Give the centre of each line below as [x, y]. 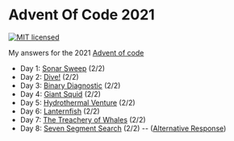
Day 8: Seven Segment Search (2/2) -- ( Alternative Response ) [123, 128]
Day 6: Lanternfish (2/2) [60, 111]
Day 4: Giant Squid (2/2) [60, 93]
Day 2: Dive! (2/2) [49, 77]
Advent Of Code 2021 [81, 15]
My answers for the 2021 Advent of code [76, 52]
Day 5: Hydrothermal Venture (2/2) [77, 102]
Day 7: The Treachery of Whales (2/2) [83, 119]
